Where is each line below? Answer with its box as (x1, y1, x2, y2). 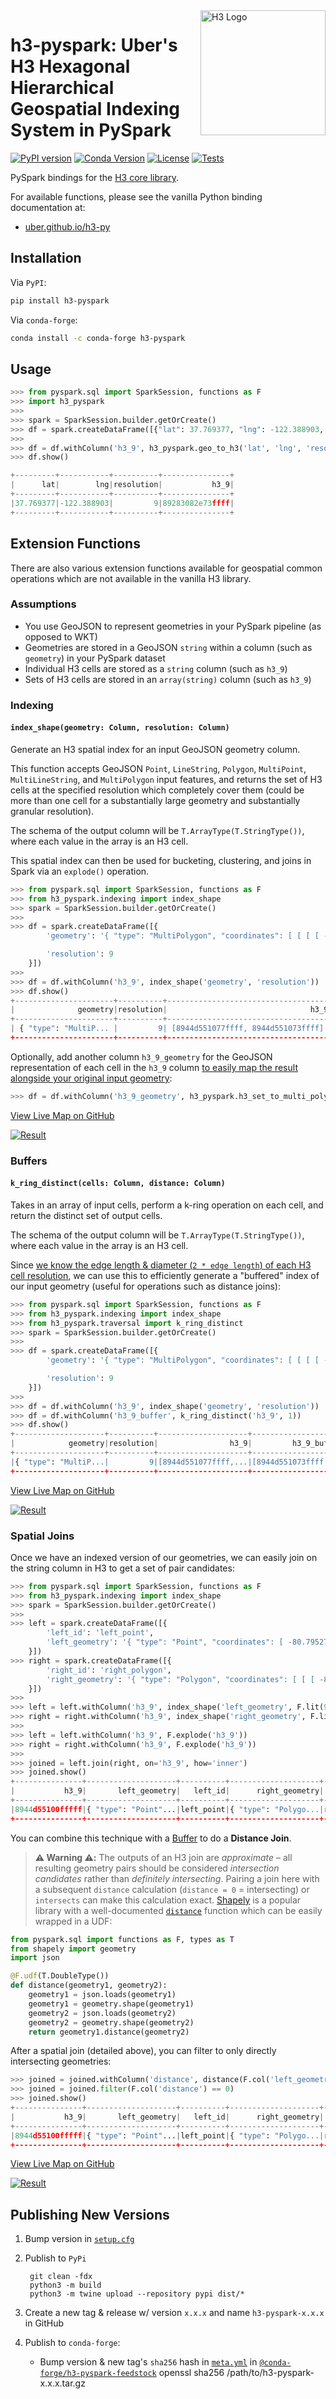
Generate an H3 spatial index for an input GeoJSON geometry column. (10, 743, 301, 755)
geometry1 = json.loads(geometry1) (28, 1990, 177, 2000)
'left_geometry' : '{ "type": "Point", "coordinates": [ (46, 1637, 284, 1648)
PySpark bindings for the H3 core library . (10, 171, 179, 183)
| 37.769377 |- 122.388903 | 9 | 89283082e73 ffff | (10, 498, 235, 508)
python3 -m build (29, 2280, 102, 2291)
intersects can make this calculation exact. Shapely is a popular (34, 1894, 302, 1906)
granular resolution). (10, 805, 95, 817)
